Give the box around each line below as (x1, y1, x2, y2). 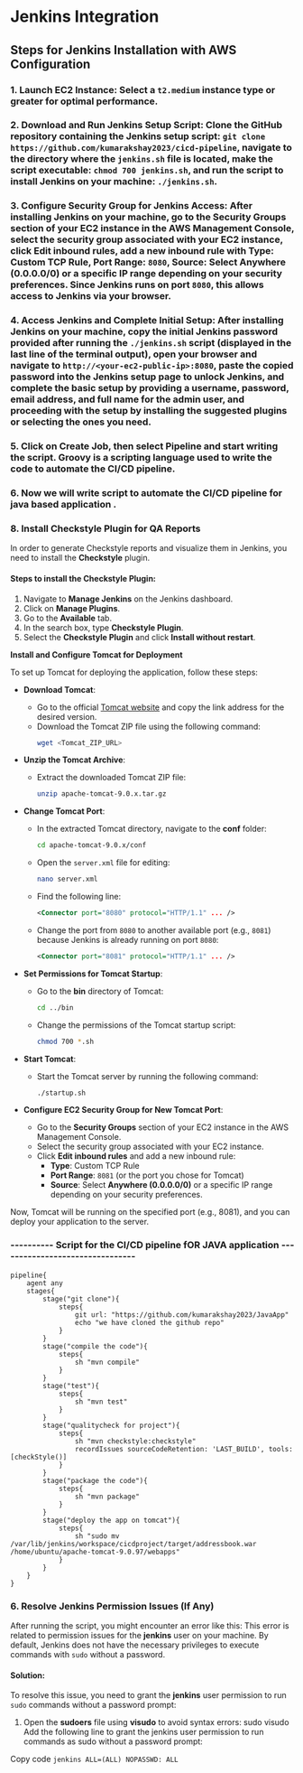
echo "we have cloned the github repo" (74, 1318, 225, 1327)
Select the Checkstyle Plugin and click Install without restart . (23, 631, 256, 642)
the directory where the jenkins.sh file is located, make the (10, 153, 274, 165)
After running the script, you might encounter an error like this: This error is (10, 1620, 289, 1631)
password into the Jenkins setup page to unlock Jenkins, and (10, 370, 285, 383)
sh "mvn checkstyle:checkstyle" (74, 1436, 197, 1446)
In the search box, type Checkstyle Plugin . (23, 621, 184, 633)
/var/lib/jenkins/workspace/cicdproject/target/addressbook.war (10, 1539, 257, 1548)
